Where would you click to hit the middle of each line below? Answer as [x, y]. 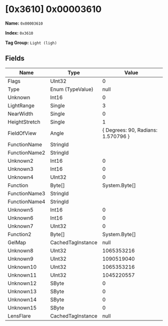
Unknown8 [20, 251]
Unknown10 [22, 267]
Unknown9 [20, 259]
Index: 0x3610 [19, 33]
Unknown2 [20, 161]
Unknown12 [22, 283]
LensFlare [19, 316]
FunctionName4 [26, 201]
